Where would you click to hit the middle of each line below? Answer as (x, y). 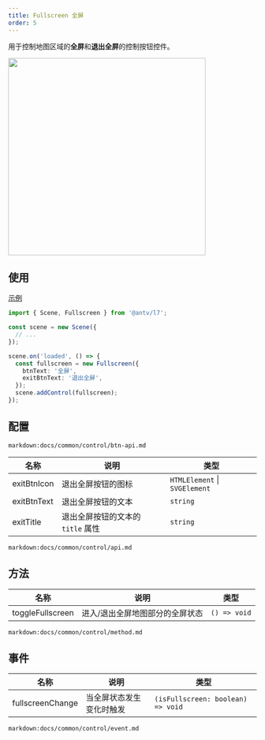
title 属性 (81, 528)
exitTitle (27, 521)
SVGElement (190, 488)
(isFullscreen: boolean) (201, 699)
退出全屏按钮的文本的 (101, 516)
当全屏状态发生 (114, 697)
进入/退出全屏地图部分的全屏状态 (142, 613)
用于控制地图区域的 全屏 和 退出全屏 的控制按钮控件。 (91, 46)
